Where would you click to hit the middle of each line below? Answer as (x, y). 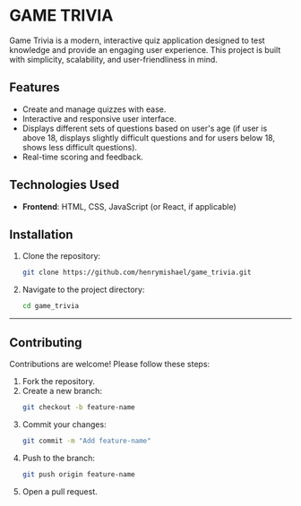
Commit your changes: (64, 424)
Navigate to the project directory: (83, 290)
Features (34, 87)
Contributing (46, 343)
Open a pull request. (60, 491)
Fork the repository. (59, 381)
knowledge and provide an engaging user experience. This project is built (145, 49)
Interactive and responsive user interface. (99, 118)
